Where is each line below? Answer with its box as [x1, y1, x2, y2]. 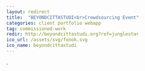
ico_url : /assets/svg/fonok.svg [6, 37, 88, 43]
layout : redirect [6, 8, 50, 15]
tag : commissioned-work [6, 25, 66, 32]
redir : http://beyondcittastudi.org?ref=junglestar [6, 31, 139, 37]
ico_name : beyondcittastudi [6, 43, 77, 49]
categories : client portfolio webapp [6, 20, 101, 26]
